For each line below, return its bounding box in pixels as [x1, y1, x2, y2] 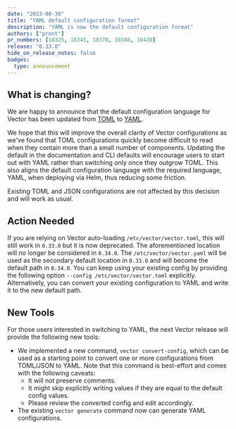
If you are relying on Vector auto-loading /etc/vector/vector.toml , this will [7, 234, 225, 242]
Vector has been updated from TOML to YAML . [7, 115, 144, 123]
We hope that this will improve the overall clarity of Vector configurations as [7, 128, 228, 137]
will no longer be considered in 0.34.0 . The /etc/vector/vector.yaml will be [7, 249, 227, 257]
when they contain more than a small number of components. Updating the [7, 144, 225, 152]
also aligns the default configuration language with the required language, [7, 166, 222, 175]
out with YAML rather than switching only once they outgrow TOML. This [7, 158, 218, 167]
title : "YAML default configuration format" [7, 17, 140, 24]
